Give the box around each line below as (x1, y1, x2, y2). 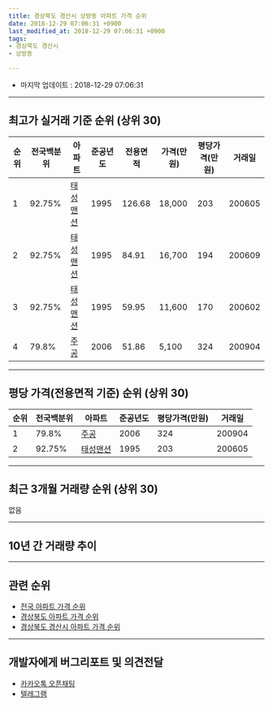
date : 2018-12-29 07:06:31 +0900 (8, 19, 122, 28)
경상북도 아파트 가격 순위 (19, 612, 99, 622)
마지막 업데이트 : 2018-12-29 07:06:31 (19, 80, 144, 89)
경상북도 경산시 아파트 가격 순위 (19, 622, 120, 632)
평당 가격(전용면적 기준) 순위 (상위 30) (8, 387, 189, 401)
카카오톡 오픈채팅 (19, 678, 76, 688)
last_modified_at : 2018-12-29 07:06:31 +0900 (8, 27, 165, 35)
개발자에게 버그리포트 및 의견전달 (8, 656, 164, 669)
